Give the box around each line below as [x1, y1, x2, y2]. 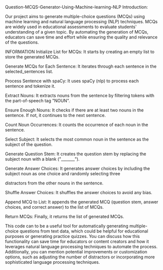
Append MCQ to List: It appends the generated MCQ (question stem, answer [5, 199, 159, 205]
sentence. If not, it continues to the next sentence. [5, 112, 106, 118]
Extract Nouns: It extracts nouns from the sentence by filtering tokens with [5, 92, 155, 98]
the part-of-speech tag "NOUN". [5, 98, 71, 104]
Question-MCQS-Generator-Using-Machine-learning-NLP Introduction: [5, 4, 148, 10]
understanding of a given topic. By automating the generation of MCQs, [5, 29, 148, 35]
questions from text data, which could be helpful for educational [19, 228, 148, 234]
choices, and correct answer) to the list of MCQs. [5, 204, 104, 210]
